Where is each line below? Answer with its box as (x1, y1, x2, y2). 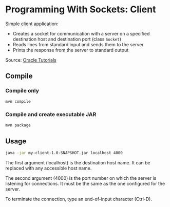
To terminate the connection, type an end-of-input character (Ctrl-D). (5, 196, 153, 202)
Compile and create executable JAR (5, 111, 97, 118)
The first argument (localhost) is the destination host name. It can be (5, 160, 150, 166)
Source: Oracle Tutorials (5, 57, 56, 63)
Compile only (5, 87, 40, 95)
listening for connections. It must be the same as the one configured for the (5, 181, 165, 187)
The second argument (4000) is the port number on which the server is (5, 175, 157, 181)
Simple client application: (5, 21, 59, 27)
